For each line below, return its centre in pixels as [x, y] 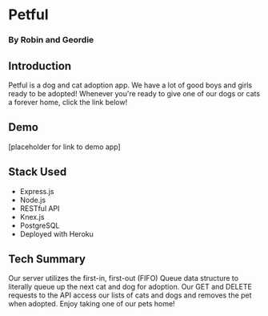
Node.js [33, 200]
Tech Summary [47, 259]
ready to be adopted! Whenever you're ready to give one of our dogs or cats [134, 93]
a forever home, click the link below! [68, 102]
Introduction [40, 66]
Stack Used [38, 172]
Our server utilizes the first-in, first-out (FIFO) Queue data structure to [123, 278]
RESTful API [40, 208]
